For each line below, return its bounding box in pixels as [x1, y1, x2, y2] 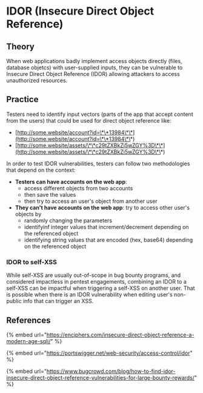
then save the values [24, 191, 76, 198]
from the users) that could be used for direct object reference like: [6, 117, 171, 124]
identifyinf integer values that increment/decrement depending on [24, 223, 189, 230]
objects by [15, 210, 42, 217]
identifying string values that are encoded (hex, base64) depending [24, 236, 193, 244]
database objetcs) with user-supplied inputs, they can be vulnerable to [6, 64, 183, 71]
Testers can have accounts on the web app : [15, 178, 127, 185]
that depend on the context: [6, 166, 76, 174]
